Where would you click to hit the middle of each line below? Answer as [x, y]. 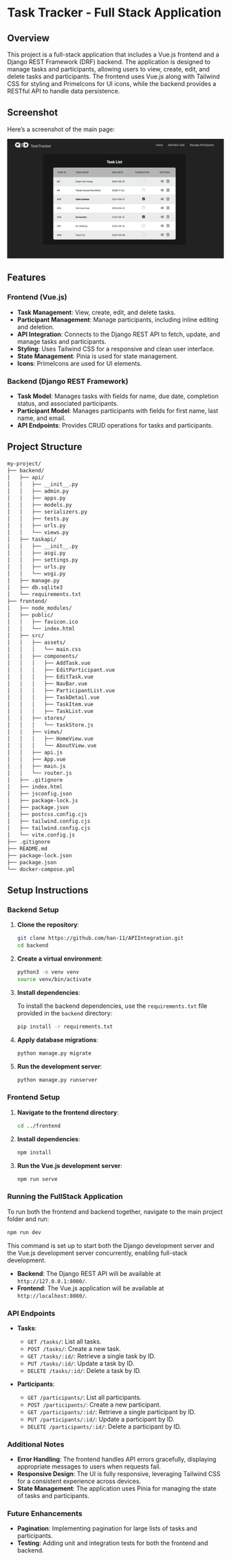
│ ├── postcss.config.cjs [47, 814]
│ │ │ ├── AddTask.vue [49, 663]
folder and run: [28, 1219]
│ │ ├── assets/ [37, 642]
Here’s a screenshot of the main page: [61, 129]
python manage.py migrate [54, 1053]
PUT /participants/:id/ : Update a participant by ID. [101, 1419]
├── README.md [27, 848]
